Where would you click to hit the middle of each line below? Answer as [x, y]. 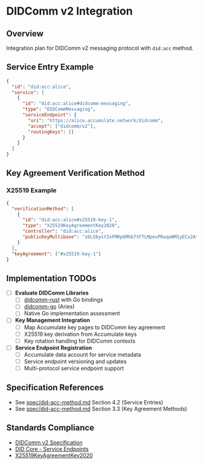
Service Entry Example [50, 67]
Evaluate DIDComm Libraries [52, 293]
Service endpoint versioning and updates [75, 361]
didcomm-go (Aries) [49, 307]
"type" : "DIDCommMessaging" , [59, 109]
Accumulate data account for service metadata [82, 354]
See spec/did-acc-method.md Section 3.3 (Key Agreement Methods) [101, 409]
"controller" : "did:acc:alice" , [63, 232]
